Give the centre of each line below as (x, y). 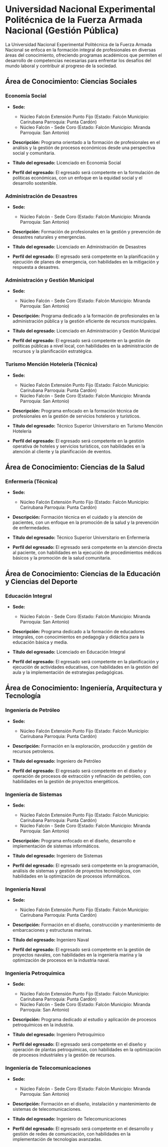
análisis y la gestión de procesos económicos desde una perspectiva (84, 148)
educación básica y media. (40, 642)
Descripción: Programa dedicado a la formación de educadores (79, 631)
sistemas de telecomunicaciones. (47, 1109)
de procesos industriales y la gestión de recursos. (64, 1055)
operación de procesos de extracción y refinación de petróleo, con (81, 776)
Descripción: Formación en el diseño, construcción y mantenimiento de (87, 925)
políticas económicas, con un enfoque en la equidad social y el (77, 178)
